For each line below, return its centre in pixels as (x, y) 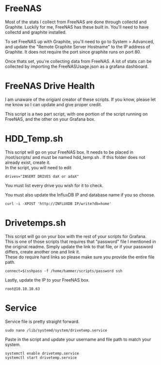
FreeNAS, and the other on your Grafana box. (50, 119)
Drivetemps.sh (36, 223)
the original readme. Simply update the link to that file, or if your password (79, 246)
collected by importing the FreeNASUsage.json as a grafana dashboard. (77, 66)
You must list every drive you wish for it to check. (54, 185)
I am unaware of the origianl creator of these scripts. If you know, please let (80, 99)
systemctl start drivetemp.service (41, 357)
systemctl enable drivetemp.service (42, 353)
